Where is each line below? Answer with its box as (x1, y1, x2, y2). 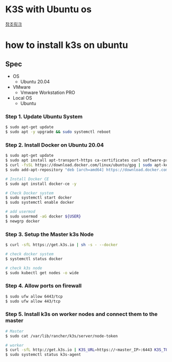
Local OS (12, 94, 32, 101)
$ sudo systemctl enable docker (5, 200, 74, 205)
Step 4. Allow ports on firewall (5, 282, 82, 289)
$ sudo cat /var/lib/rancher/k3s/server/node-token (5, 333, 118, 339)
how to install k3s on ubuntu (5, 39, 128, 51)
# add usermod (5, 209, 36, 214)
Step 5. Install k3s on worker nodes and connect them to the (5, 310, 158, 318)
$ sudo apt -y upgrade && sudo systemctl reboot (5, 129, 111, 135)
